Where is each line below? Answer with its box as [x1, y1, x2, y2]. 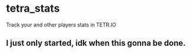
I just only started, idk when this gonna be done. [6, 38, 186, 48]
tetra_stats [6, 2, 60, 15]
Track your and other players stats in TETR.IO [6, 21, 116, 28]
